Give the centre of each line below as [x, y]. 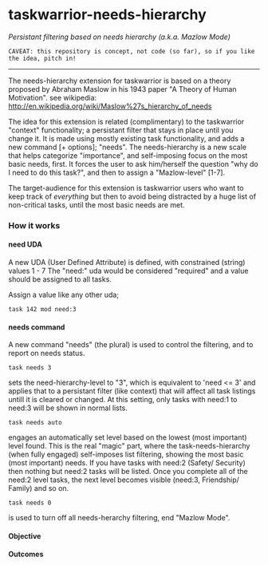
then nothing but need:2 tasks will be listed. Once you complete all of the [128, 472]
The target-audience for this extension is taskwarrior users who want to [126, 188]
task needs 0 [30, 503]
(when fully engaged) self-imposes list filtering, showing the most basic [126, 454]
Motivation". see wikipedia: [53, 97]
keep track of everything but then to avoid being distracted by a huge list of [132, 196]
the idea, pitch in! [43, 58]
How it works [34, 225]
